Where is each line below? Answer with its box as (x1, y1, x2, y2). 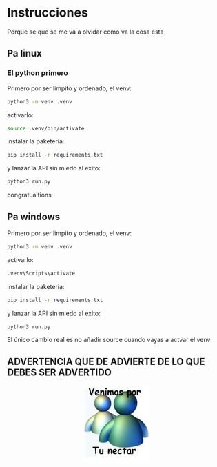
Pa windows (7, 210, 61, 222)
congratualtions (7, 191, 52, 199)
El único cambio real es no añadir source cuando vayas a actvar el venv (7, 336, 211, 344)
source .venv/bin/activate (7, 125, 85, 132)
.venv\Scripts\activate (7, 270, 76, 277)
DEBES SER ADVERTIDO (7, 366, 112, 378)
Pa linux (7, 48, 43, 59)
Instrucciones (7, 5, 88, 21)
